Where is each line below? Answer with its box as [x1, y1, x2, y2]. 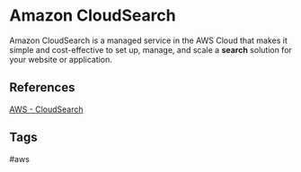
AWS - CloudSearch [9, 104, 84, 115]
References [9, 80, 75, 95]
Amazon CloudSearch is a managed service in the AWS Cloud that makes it [9, 35, 288, 46]
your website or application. [9, 54, 112, 64]
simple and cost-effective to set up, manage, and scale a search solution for [9, 44, 292, 55]
